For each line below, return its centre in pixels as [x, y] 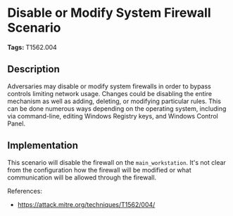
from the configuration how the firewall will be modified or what [99, 170]
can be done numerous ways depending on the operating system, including [117, 108]
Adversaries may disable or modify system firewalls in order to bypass [109, 86]
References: [25, 191]
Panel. [17, 123]
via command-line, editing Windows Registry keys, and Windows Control [113, 116]
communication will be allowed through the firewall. [82, 177]
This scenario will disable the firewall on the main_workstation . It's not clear [117, 162]
